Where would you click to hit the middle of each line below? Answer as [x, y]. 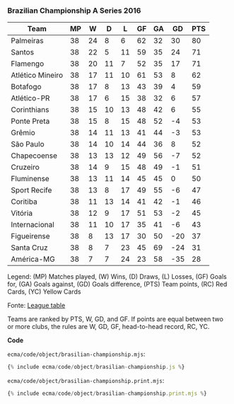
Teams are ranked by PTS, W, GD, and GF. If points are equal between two [116, 319]
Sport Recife [31, 190]
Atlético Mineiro [37, 75]
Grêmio [23, 133]
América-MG [33, 259]
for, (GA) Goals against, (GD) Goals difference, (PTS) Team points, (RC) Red [117, 284]
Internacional [33, 225]
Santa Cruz [29, 248]
